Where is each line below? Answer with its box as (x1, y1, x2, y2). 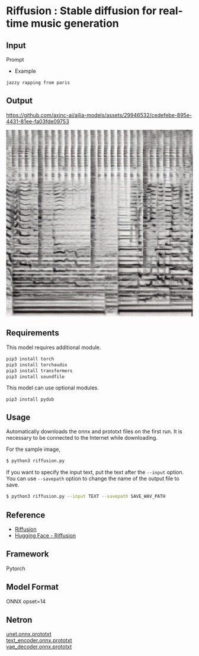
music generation (30, 17, 120, 30)
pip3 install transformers (6, 367, 73, 374)
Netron (6, 615, 33, 625)
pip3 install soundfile (6, 373, 65, 380)
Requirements (6, 328, 59, 338)
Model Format (6, 582, 59, 592)
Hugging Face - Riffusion (14, 532, 76, 539)
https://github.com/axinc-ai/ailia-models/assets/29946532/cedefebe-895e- (6, 111, 192, 119)
